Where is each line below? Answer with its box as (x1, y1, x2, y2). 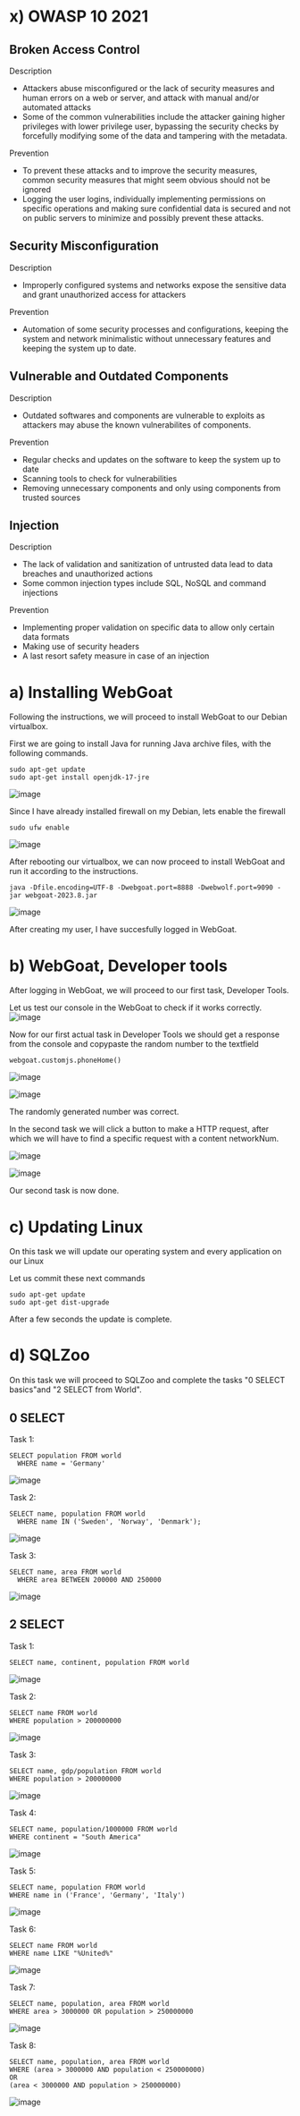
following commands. (9, 748, 88, 759)
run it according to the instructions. (9, 866, 138, 877)
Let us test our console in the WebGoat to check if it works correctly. (9, 1002, 262, 1013)
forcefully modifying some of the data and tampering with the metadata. (21, 131, 287, 140)
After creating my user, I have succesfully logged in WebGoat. (9, 924, 237, 935)
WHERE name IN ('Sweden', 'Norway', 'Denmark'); (17, 1517, 202, 1526)
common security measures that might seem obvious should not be (21, 174, 271, 185)
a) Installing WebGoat (9, 682, 173, 702)
